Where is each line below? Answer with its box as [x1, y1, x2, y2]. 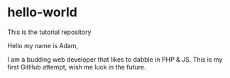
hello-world [7, 4, 78, 21]
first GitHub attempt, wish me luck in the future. [7, 62, 147, 71]
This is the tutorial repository [7, 28, 92, 36]
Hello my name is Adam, [7, 41, 79, 50]
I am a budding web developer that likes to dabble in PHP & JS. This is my [7, 55, 223, 64]
